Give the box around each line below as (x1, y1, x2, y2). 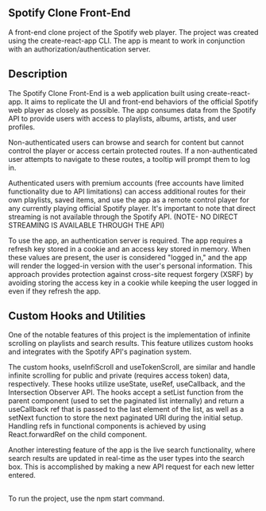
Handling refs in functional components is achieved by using (8, 421, 206, 431)
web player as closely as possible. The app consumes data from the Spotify (8, 105, 256, 114)
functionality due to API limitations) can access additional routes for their (8, 186, 246, 196)
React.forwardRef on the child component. (8, 430, 148, 440)
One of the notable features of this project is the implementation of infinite (8, 330, 251, 340)
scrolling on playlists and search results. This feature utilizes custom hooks (8, 339, 254, 348)
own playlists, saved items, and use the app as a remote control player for (8, 194, 249, 205)
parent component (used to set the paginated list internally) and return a (8, 396, 245, 405)
